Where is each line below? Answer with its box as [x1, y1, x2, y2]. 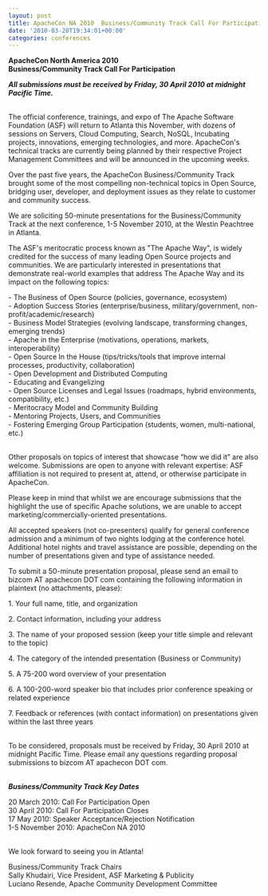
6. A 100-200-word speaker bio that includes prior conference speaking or [8, 685, 254, 694]
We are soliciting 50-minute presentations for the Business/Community [8, 211, 242, 220]
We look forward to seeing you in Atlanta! [8, 847, 144, 856]
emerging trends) [8, 326, 65, 336]
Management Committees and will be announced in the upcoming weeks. [8, 155, 250, 164]
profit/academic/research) [8, 310, 95, 319]
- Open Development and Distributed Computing [8, 369, 167, 379]
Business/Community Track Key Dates [8, 782, 140, 791]
